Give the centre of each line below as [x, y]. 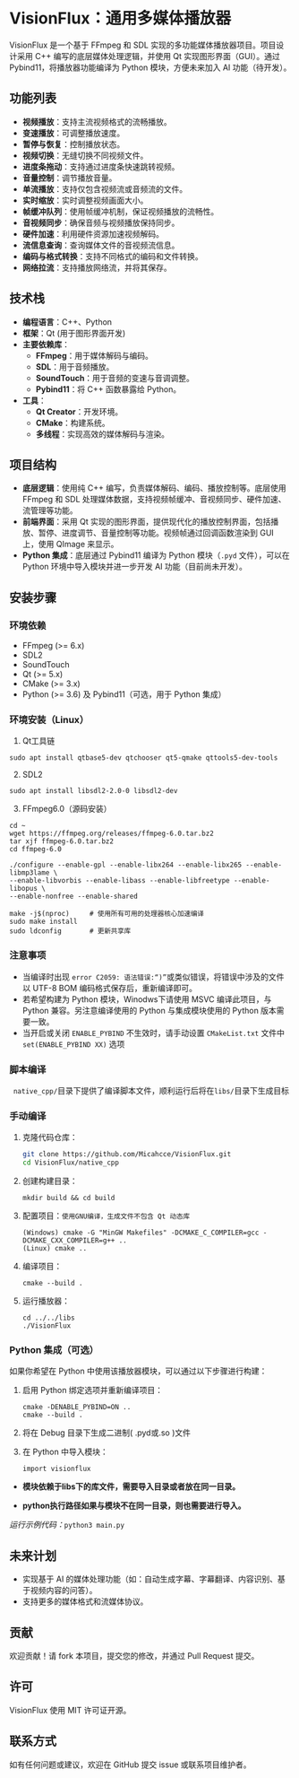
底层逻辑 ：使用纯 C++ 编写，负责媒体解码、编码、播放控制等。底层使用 [154, 488]
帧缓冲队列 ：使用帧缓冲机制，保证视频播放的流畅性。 [120, 211]
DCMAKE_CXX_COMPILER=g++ [68, 1241]
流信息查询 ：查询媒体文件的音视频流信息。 [101, 245]
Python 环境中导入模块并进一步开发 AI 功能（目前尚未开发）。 [135, 567]
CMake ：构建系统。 [73, 423]
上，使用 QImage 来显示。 [70, 545]
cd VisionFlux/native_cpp [70, 1163]
